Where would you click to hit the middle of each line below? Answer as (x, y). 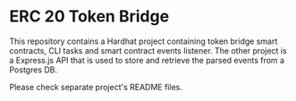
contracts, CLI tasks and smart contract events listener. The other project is (148, 50)
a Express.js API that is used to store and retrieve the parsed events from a (147, 60)
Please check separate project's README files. (96, 87)
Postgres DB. (34, 70)
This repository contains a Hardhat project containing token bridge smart (144, 41)
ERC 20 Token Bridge (89, 17)
